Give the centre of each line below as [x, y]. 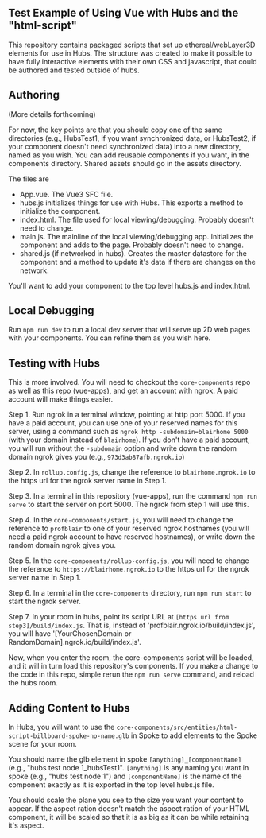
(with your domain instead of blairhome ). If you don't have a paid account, [129, 440]
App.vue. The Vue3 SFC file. [66, 194]
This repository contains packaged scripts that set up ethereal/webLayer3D [132, 45]
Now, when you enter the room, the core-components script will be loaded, [131, 658]
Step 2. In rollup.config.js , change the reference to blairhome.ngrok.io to [132, 472]
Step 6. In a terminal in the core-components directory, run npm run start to [130, 593]
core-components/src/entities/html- [177, 728]
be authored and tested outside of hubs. [74, 70]
